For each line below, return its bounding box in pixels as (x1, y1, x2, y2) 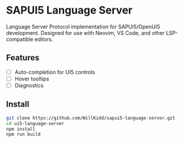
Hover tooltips (14, 75, 50, 82)
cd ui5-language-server (6, 121, 65, 126)
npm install (6, 126, 35, 132)
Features (6, 53, 40, 63)
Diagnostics (14, 82, 44, 89)
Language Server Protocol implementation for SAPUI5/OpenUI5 (6, 23, 160, 30)
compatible (6, 35, 34, 43)
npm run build (6, 131, 41, 138)
